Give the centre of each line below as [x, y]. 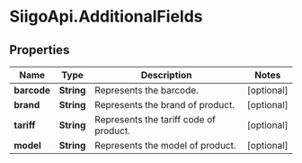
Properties [40, 50]
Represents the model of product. [165, 145]
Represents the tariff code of [155, 119]
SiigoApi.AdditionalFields [106, 17]
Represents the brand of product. [164, 105]
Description [166, 75]
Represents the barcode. [147, 90]
